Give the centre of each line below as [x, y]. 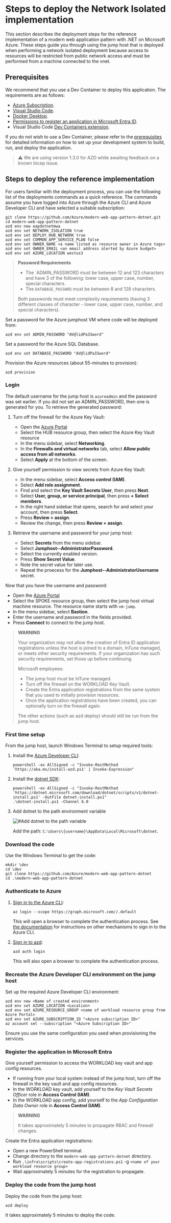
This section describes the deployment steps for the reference [71, 34]
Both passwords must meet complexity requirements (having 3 [84, 299]
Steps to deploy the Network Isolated [86, 9]
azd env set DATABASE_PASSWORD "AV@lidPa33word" [58, 353]
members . [31, 501]
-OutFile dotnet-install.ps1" [75, 797]
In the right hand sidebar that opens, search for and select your [87, 506]
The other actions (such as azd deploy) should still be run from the [88, 716]
